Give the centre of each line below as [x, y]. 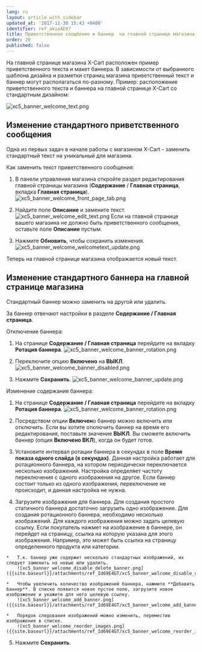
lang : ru [17, 12]
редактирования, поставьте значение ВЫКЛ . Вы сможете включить [103, 433]
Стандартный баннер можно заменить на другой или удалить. [87, 301]
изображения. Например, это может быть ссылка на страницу [96, 540]
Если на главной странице [145, 216]
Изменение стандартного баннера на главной [98, 278]
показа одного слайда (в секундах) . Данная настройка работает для [105, 458]
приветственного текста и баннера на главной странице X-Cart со [92, 88]
